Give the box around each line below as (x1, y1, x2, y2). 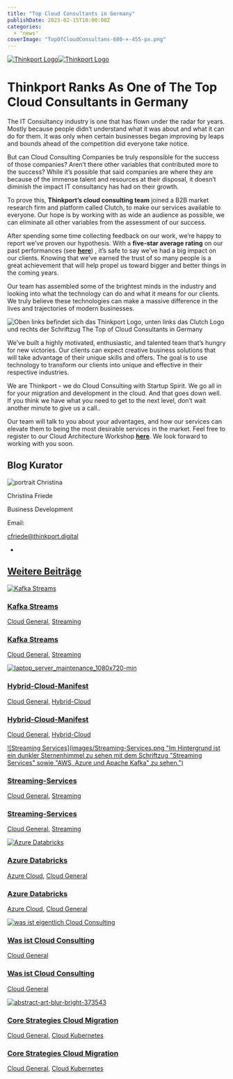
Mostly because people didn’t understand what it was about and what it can (7, 125, 225, 133)
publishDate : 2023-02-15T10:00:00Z (7, 17, 111, 24)
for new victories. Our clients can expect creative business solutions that (7, 346, 216, 355)
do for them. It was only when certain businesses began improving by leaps (7, 132, 225, 141)
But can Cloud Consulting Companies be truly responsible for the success (7, 153, 220, 161)
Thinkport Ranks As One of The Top (7, 79, 218, 95)
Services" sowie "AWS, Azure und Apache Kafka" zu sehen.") (7, 758, 184, 767)
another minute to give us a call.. (7, 404, 101, 413)
